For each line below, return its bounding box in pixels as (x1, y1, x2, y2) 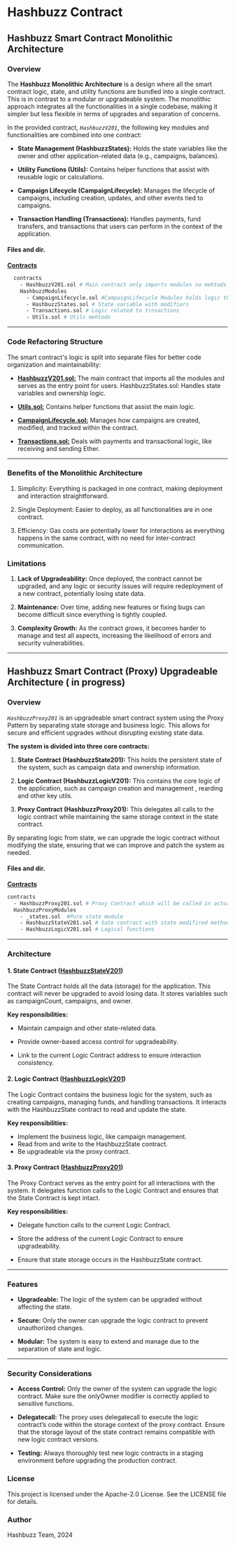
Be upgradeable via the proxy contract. (17, 1147, 131, 1155)
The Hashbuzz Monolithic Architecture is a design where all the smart (7, 80, 212, 88)
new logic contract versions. (17, 1435, 99, 1444)
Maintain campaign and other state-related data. (17, 1024, 157, 1033)
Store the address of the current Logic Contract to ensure (17, 1234, 184, 1243)
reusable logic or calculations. (17, 172, 104, 181)
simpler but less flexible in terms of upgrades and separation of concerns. (7, 109, 220, 118)
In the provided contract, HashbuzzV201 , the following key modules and (7, 123, 209, 132)
